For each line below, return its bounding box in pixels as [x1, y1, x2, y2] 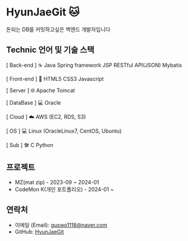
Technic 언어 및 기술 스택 [6, 45, 95, 55]
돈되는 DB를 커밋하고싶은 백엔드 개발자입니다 [6, 26, 111, 33]
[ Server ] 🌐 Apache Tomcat [6, 86, 76, 94]
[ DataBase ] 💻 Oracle [6, 99, 61, 106]
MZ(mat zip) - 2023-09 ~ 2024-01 [14, 179, 99, 186]
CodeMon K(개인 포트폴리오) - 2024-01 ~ [14, 186, 114, 193]
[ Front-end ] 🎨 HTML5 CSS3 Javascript [6, 75, 104, 82]
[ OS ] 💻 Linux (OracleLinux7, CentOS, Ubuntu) [6, 127, 122, 134]
